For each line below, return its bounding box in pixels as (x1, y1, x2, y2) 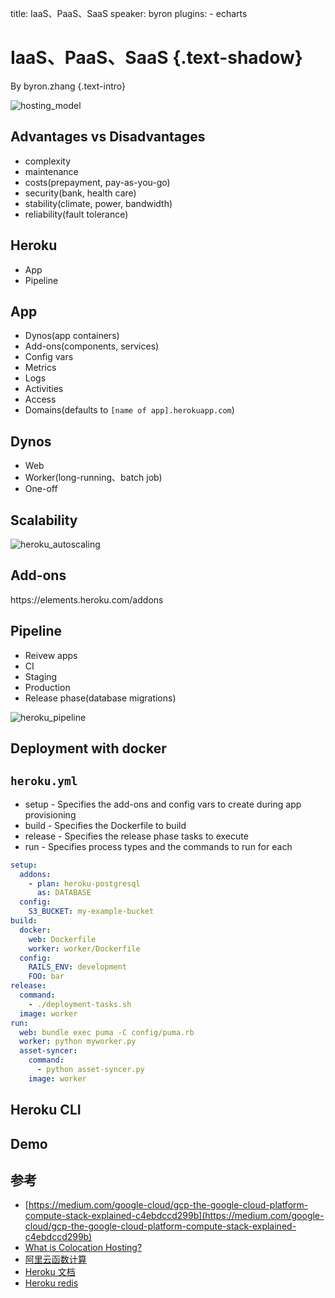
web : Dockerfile (28, 934, 97, 944)
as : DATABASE (36, 888, 92, 898)
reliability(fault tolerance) (24, 208, 129, 220)
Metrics (24, 362, 57, 374)
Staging (24, 670, 58, 682)
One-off (24, 483, 58, 495)
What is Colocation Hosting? (24, 1242, 143, 1254)
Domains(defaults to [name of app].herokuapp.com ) (24, 404, 235, 416)
